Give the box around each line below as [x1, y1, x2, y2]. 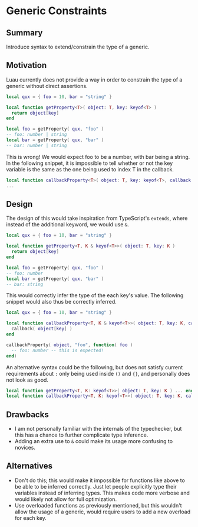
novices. [14, 444, 36, 451]
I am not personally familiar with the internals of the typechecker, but [14, 425, 182, 432]
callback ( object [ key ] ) [11, 326, 72, 332]
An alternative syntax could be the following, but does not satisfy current [6, 363, 183, 370]
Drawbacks [6, 409, 49, 419]
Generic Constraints [6, 4, 107, 18]
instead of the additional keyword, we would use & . [6, 221, 130, 228]
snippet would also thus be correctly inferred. [6, 298, 117, 305]
